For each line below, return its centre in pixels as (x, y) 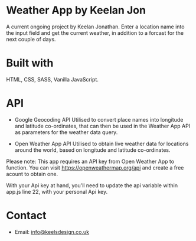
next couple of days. (31, 39)
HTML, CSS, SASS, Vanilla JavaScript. (53, 79)
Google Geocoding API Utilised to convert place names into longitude (99, 119)
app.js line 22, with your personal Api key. (57, 191)
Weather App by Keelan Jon (76, 10)
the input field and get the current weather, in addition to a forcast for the (95, 32)
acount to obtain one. (32, 174)
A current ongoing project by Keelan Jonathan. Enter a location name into (95, 27)
